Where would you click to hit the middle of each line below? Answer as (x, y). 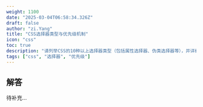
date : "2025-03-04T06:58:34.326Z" (50, 17)
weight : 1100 (23, 12)
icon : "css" (21, 40)
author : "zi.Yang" (29, 29)
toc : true (19, 46)
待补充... (17, 98)
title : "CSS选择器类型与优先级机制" (47, 34)
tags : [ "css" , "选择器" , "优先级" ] (48, 57)
